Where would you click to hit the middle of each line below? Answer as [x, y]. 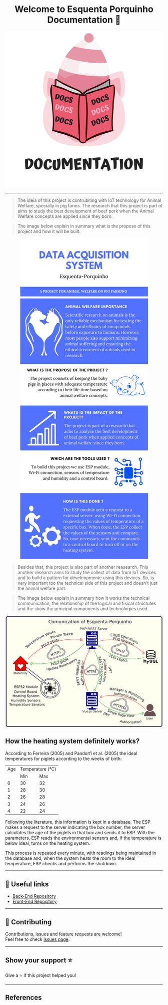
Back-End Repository [34, 896]
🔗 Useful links [27, 884]
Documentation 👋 [84, 20]
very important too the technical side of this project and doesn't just [87, 583]
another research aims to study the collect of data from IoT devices [87, 572]
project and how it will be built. [49, 231]
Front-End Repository [34, 902]
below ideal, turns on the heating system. [48, 843]
